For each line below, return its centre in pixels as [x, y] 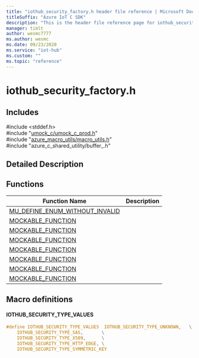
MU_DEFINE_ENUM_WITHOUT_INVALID [65, 211]
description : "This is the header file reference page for [81, 23]
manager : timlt [25, 28]
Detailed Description [45, 164]
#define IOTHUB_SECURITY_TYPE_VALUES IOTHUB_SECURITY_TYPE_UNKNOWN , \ [99, 327]
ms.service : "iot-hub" [34, 50]
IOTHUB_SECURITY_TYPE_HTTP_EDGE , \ [61, 343]
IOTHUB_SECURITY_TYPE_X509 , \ [61, 338]
